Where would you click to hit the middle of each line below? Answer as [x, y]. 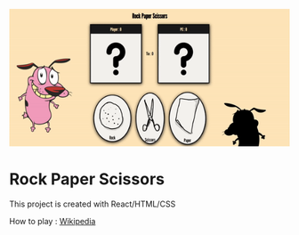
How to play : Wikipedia [53, 221]
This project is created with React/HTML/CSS [93, 204]
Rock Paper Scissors [87, 179]
